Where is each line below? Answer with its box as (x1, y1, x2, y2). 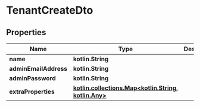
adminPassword (9, 74, 57, 82)
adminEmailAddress (9, 65, 67, 73)
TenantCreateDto (6, 4, 93, 17)
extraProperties (9, 87, 55, 96)
